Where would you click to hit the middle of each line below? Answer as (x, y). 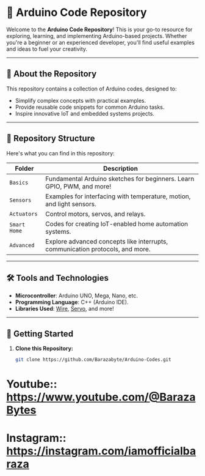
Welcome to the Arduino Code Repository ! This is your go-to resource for (99, 29)
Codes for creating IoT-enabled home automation (117, 224)
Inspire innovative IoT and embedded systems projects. (85, 113)
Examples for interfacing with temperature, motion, (118, 196)
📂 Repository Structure (51, 139)
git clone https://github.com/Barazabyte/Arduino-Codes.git (93, 360)
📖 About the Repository (52, 74)
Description (120, 168)
